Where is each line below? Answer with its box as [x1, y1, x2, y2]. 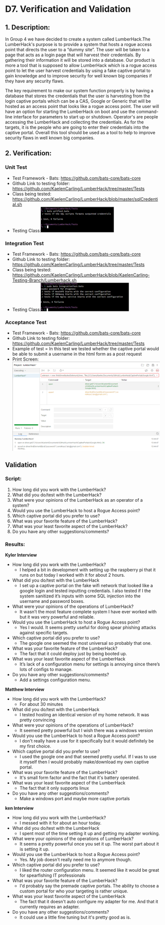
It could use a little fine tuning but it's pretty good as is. [19, 914, 131, 921]
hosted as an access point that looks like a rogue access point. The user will [5, 104, 160, 109]
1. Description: [5, 23, 51, 32]
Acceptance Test [5, 319, 47, 326]
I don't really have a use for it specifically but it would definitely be [19, 738, 154, 744]
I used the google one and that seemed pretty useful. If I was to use [19, 754, 157, 760]
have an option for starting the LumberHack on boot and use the [5, 109, 136, 114]
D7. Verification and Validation [5, 3, 131, 15]
